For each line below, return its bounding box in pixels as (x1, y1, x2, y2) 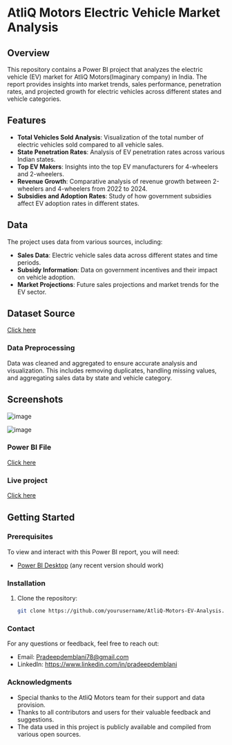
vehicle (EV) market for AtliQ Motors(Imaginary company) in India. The (7, 73, 207, 81)
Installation (7, 578, 46, 588)
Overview (7, 47, 50, 59)
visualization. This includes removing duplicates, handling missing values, (7, 366, 217, 375)
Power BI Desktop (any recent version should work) (17, 561, 164, 569)
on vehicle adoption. (17, 273, 76, 281)
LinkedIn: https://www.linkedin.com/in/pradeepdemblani (17, 660, 177, 668)
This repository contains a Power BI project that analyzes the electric (7, 66, 204, 73)
